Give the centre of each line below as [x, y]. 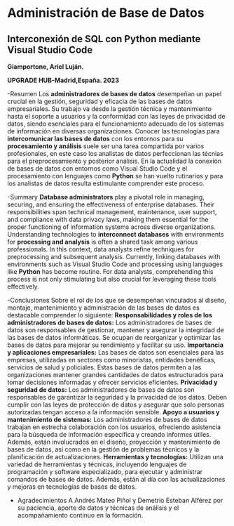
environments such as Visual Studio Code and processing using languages [115, 264]
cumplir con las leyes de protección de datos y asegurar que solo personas [116, 405]
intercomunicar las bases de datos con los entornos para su [95, 139]
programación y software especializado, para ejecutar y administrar [105, 472]
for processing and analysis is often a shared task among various [103, 242]
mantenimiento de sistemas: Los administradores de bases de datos [108, 420]
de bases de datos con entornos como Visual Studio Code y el [97, 169]
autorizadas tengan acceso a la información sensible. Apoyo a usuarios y [113, 412]
